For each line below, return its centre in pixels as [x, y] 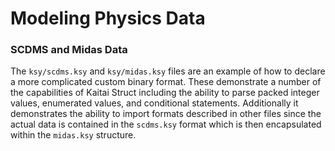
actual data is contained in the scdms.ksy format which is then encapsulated [166, 124]
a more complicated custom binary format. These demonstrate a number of [166, 82]
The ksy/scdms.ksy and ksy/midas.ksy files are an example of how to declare [168, 71]
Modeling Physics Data [108, 18]
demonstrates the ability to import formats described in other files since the [166, 114]
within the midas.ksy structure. [73, 135]
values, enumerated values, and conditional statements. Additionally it [154, 103]
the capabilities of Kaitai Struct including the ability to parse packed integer [165, 93]
